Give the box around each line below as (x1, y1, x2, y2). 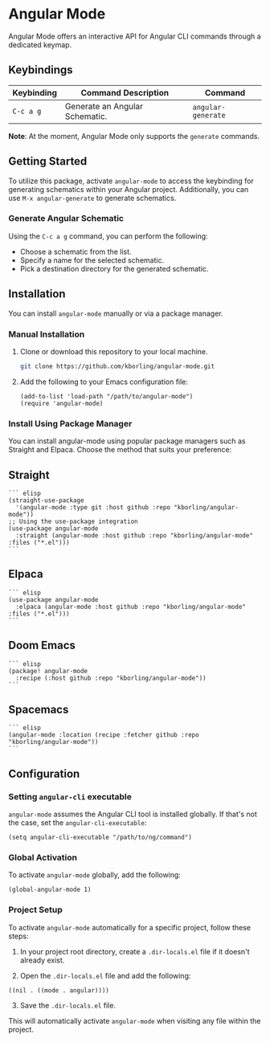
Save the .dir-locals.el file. (19, 1000, 117, 1010)
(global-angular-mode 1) (8, 885, 92, 894)
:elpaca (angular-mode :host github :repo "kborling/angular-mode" (15, 603, 247, 611)
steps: (8, 931, 29, 941)
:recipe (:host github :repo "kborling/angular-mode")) (15, 674, 207, 682)
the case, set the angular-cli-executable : (8, 818, 147, 827)
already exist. (19, 955, 65, 965)
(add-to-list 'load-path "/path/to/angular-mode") (19, 392, 194, 400)
